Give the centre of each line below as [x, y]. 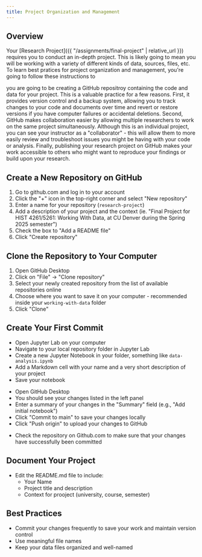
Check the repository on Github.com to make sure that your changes [100, 435]
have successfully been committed [58, 442]
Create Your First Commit [55, 328]
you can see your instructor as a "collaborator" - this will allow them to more [101, 133]
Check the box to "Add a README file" [63, 231]
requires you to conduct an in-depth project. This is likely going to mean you [101, 57]
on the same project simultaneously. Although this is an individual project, [98, 127]
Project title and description [58, 488]
